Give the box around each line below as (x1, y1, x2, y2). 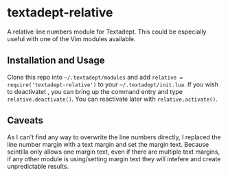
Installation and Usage (7, 55, 105, 67)
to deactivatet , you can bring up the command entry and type (7, 87, 183, 95)
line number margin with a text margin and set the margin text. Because (7, 140, 209, 148)
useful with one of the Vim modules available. (7, 34, 136, 43)
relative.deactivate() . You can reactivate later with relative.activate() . (7, 95, 218, 103)
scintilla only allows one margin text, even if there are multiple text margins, (7, 147, 220, 156)
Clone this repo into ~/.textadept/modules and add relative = (7, 73, 183, 81)
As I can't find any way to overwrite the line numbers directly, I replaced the (7, 132, 221, 141)
